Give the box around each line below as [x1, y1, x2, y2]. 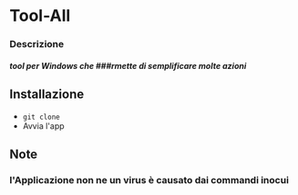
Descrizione [9, 38, 65, 51]
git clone [22, 112, 61, 122]
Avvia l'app [22, 120, 66, 132]
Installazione [9, 87, 85, 102]
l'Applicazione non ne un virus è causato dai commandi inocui [9, 173, 290, 186]
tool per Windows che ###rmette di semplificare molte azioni [9, 60, 247, 71]
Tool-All [9, 5, 71, 26]
